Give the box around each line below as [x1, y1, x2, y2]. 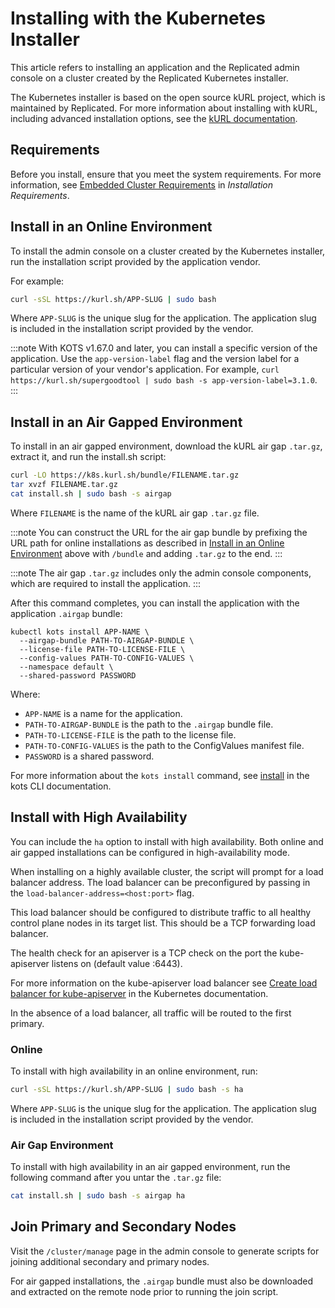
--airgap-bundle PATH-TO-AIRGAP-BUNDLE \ [19, 635, 195, 646]
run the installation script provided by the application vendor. [10, 255, 261, 267]
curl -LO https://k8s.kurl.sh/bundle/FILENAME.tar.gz [10, 470, 240, 481]
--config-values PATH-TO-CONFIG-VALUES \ [19, 653, 195, 663]
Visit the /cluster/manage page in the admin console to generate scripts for [10, 1245, 320, 1257]
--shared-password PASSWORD [19, 670, 137, 681]
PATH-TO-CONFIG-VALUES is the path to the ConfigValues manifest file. [24, 739, 305, 751]
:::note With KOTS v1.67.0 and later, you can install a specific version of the [10, 342, 318, 354]
